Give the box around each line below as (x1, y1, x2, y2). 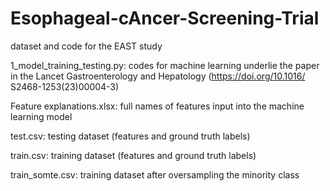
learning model (10, 110, 73, 122)
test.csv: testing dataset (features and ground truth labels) (10, 130, 251, 142)
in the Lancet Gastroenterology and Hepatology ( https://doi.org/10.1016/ (10, 70, 306, 82)
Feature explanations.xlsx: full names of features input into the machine (10, 100, 305, 112)
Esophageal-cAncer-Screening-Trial (10, 7, 320, 30)
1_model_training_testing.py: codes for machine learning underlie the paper (10, 59, 320, 71)
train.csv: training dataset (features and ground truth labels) (10, 149, 257, 161)
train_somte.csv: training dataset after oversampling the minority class (10, 168, 300, 181)
